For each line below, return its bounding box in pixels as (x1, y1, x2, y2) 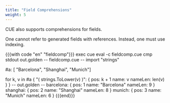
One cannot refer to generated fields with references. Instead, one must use (5, 36, 165, 42)
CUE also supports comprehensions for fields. (5, 26, 102, 32)
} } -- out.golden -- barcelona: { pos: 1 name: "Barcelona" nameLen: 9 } (5, 82, 155, 88)
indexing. (5, 41, 25, 47)
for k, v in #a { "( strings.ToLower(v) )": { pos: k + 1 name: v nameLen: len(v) (5, 76, 165, 82)
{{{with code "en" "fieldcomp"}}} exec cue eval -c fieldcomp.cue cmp (5, 51, 153, 57)
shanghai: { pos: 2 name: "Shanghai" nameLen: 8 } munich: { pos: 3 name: (5, 87, 162, 93)
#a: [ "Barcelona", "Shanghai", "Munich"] (5, 66, 91, 73)
